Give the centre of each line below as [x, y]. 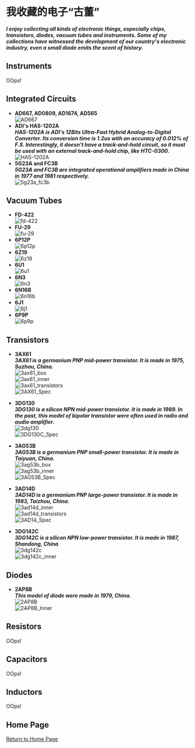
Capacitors [27, 659]
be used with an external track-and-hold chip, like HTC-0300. [92, 150]
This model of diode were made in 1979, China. [73, 596]
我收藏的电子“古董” [53, 12]
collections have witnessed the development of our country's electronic [96, 41]
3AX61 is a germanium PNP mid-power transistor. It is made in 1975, [100, 360]
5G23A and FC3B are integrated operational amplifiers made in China [102, 169]
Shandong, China [36, 544]
